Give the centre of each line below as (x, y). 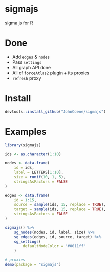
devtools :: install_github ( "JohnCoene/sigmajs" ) (55, 112)
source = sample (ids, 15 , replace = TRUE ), (60, 205)
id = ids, (24, 168)
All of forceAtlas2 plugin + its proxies (51, 73)
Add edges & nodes (31, 57)
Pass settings (27, 62)
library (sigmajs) (23, 145)
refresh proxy (27, 78)
